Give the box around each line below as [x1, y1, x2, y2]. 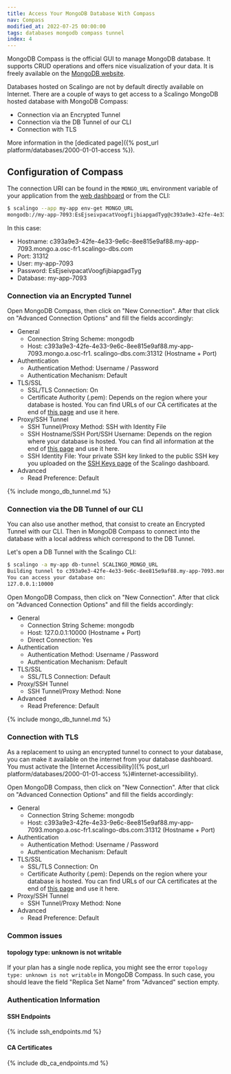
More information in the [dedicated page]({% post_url [7, 139, 159, 147]
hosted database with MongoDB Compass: [7, 97, 129, 105]
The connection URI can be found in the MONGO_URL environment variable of [7, 184, 219, 192]
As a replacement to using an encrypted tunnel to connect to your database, [7, 748, 223, 756]
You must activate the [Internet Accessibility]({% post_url [7, 762, 170, 771]
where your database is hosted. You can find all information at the [27, 437, 214, 445]
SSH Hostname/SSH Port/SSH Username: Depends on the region [27, 429, 212, 438]
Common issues [7, 931, 63, 940]
